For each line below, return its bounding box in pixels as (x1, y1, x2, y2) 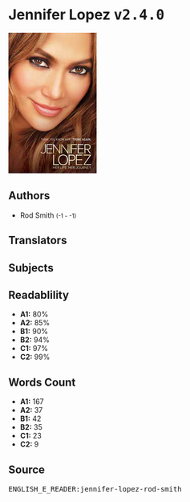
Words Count (8, 375, 76, 389)
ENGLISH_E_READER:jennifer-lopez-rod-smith (8, 484, 182, 493)
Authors (8, 189, 51, 202)
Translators (8, 234, 67, 247)
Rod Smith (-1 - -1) (19, 210, 77, 220)
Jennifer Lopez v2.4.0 (8, 6, 165, 24)
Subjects (8, 261, 54, 275)
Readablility (8, 288, 70, 302)
